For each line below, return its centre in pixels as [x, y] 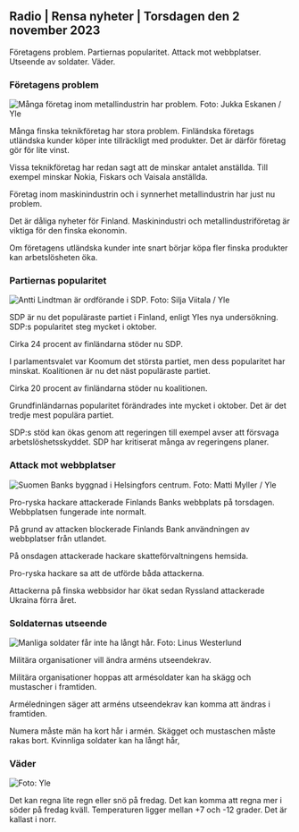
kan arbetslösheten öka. [54, 258]
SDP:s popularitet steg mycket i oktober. [83, 327]
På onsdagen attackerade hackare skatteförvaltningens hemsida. [129, 556]
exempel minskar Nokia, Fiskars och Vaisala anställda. [108, 177]
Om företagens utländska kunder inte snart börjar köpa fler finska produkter [149, 248]
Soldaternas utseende [58, 623]
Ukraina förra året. [43, 599]
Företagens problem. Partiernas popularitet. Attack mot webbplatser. [135, 52]
